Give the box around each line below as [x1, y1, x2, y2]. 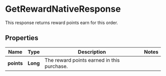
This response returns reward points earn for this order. [5, 20, 119, 25]
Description [78, 48, 106, 55]
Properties [5, 34, 39, 42]
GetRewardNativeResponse [5, 3, 121, 15]
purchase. [44, 63, 68, 70]
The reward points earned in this [44, 56, 120, 63]
